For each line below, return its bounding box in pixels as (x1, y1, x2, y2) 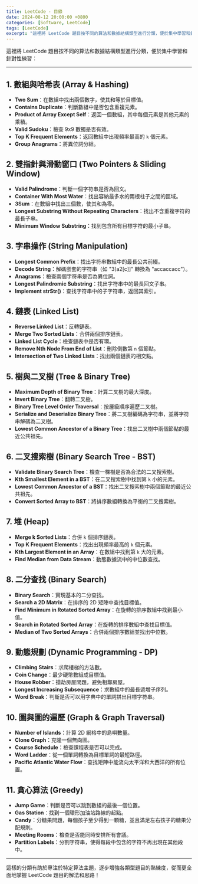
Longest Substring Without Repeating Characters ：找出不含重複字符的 (14, 207, 190, 214)
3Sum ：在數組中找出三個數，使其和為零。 (14, 200, 118, 207)
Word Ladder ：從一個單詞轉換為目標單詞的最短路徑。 (14, 751, 146, 758)
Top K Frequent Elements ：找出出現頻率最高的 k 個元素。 (14, 541, 156, 548)
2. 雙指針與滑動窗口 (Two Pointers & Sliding (6, 159, 166, 169)
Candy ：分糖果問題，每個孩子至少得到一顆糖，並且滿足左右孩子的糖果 (14, 817, 187, 824)
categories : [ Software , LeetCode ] (6, 19, 91, 25)
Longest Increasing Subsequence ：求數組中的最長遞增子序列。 (14, 686, 171, 693)
